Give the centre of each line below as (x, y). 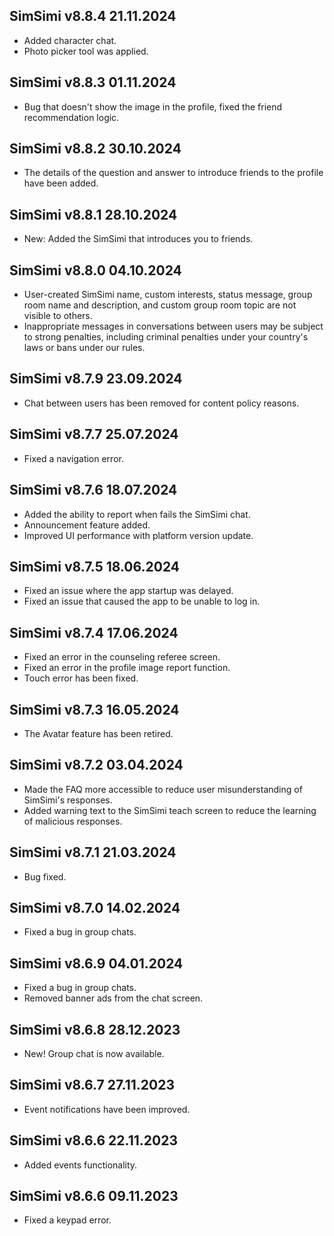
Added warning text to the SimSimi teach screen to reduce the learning (170, 810)
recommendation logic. (71, 117)
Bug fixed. (45, 876)
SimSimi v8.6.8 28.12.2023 (95, 1029)
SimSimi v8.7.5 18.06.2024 (95, 566)
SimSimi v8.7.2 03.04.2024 (96, 765)
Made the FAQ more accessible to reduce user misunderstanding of (163, 789)
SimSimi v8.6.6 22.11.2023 (93, 1140)
